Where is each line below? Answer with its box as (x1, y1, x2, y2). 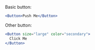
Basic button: (5, 4, 32, 10)
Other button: (5, 22, 32, 28)
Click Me (9, 36, 27, 41)
